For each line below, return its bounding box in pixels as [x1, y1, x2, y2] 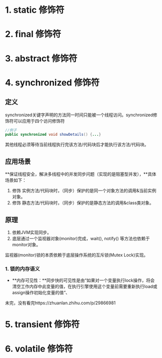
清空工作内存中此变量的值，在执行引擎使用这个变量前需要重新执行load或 [12, 284, 158, 290]
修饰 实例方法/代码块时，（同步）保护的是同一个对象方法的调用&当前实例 [12, 188, 157, 193]
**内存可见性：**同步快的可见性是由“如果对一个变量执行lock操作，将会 [12, 277, 155, 283]
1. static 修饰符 [5, 4, 65, 16]
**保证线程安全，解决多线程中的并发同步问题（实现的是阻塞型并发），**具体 [5, 171, 157, 177]
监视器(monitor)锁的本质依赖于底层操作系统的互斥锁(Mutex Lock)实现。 [5, 252, 148, 258]
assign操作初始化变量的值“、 [12, 290, 70, 295]
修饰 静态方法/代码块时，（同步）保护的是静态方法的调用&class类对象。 [12, 200, 154, 206]
